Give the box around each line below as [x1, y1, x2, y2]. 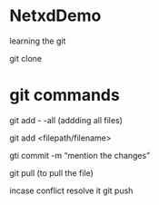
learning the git [9, 35, 66, 46]
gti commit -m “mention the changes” [9, 150, 151, 161]
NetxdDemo [9, 5, 102, 26]
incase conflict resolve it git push [9, 185, 134, 196]
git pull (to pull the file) [9, 167, 94, 178]
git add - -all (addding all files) [9, 114, 123, 125]
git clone [9, 53, 43, 63]
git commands [9, 85, 120, 105]
